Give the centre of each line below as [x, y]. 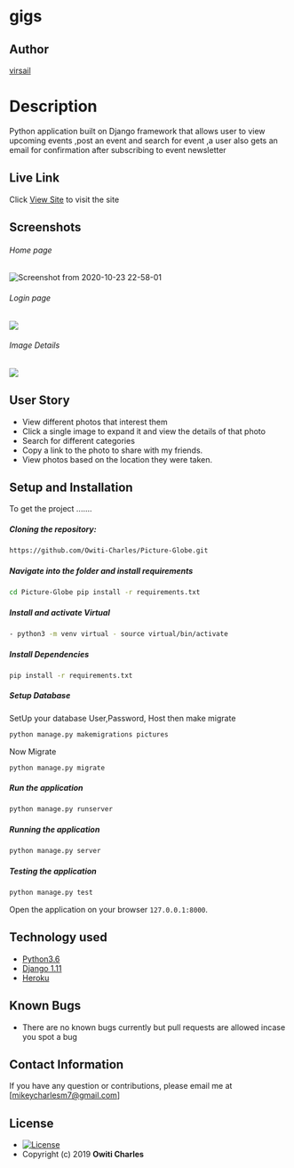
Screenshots [45, 227]
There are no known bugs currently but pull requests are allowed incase [154, 1027]
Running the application [55, 829]
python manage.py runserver [61, 810]
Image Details [35, 345]
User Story [40, 401]
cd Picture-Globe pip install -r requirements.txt [105, 592]
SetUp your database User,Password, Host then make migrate [123, 718]
